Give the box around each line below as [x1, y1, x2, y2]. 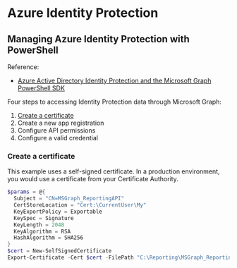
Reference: [7, 63, 39, 71]
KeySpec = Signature [13, 214, 74, 221]
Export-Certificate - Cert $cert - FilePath [7, 254, 134, 262]
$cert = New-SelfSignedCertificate [7, 248, 112, 255]
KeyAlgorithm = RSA [13, 228, 71, 235]
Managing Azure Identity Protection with [7, 33, 190, 45]
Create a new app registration [17, 118, 104, 127]
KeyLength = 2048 [13, 221, 65, 229]
